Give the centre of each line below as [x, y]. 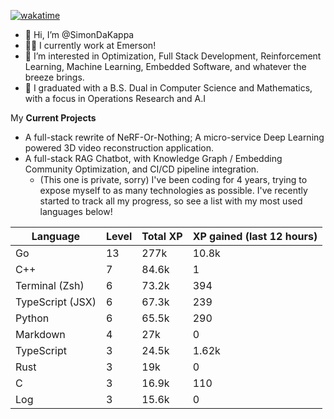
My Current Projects [53, 118]
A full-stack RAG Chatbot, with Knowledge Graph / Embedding [153, 158]
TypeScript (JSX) [56, 302]
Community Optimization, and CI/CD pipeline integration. [142, 169]
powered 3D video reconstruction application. [119, 148]
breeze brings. [54, 77]
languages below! [76, 211]
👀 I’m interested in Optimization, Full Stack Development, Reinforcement [173, 56]
